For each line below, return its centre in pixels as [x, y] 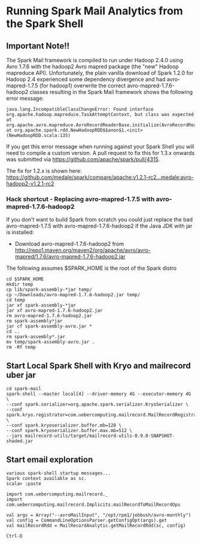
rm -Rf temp [21, 347]
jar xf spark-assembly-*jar [41, 306]
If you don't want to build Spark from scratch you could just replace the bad [100, 220]
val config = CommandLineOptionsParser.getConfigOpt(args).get [87, 520]
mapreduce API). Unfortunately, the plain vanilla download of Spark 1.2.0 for [100, 73]
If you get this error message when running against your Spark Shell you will [100, 147]
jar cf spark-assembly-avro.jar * [49, 326]
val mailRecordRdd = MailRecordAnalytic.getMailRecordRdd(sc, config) [96, 525]
